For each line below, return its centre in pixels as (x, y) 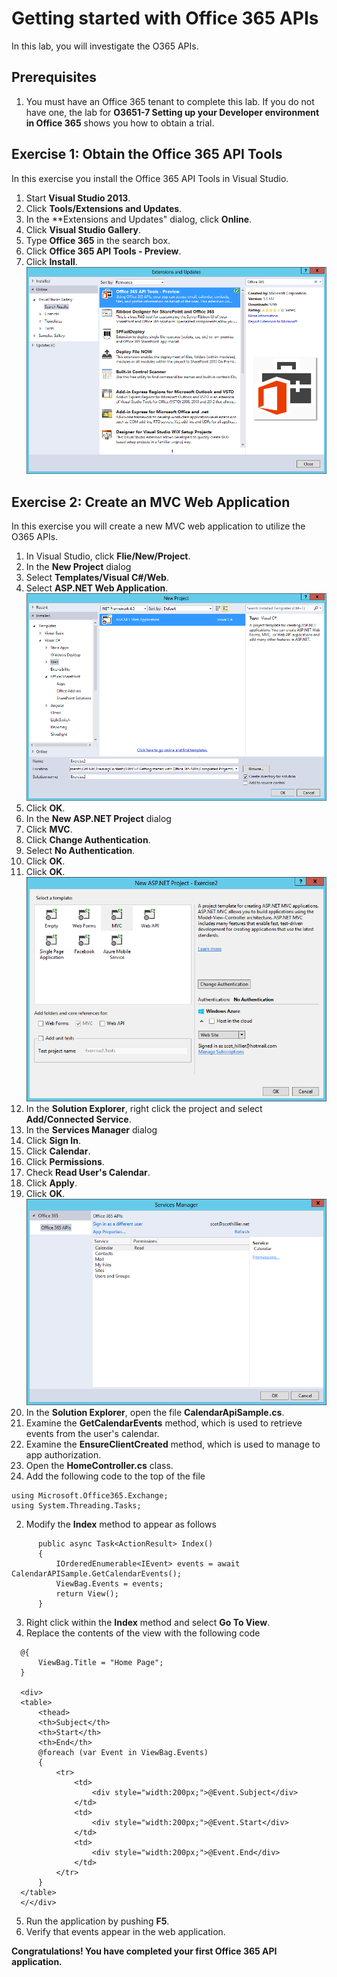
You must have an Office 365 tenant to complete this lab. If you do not (170, 101)
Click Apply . (51, 1183)
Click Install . (51, 261)
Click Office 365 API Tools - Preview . (103, 251)
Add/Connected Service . (78, 1119)
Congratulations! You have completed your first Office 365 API (144, 1951)
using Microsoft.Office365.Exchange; (90, 1495)
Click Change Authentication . (88, 840)
